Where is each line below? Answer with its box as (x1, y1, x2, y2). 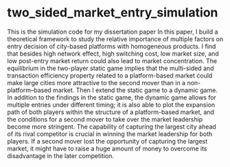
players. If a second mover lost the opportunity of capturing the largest (7, 137, 208, 145)
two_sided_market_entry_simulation (7, 5, 218, 21)
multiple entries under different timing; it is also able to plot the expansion (7, 100, 216, 109)
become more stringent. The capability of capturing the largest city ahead (7, 122, 216, 131)
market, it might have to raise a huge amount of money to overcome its (7, 144, 207, 153)
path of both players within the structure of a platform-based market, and (7, 108, 215, 116)
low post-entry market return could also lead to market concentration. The (7, 56, 218, 65)
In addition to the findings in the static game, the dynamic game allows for (7, 93, 216, 101)
